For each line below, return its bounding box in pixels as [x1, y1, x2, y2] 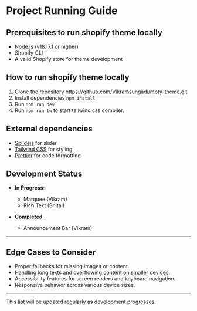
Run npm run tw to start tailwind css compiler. [14, 107, 124, 114]
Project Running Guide [6, 4, 118, 18]
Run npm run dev [14, 100, 55, 107]
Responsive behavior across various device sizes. [14, 282, 135, 289]
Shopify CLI [14, 49, 43, 56]
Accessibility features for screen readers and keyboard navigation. [14, 275, 176, 282]
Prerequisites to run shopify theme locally [6, 28, 163, 38]
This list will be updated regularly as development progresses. [6, 298, 157, 306]
